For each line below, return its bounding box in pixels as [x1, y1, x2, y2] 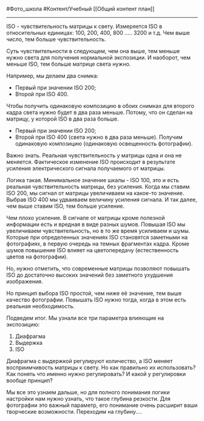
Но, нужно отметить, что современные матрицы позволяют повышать [6, 265, 190, 272]
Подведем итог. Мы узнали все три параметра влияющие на [6, 314, 165, 322]
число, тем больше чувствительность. [6, 36, 106, 43]
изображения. [6, 278, 43, 285]
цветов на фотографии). [6, 253, 68, 260]
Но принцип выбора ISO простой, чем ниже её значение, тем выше [6, 289, 182, 297]
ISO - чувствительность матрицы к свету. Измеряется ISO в [6, 23, 163, 30]
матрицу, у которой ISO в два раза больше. [6, 115, 119, 122]
